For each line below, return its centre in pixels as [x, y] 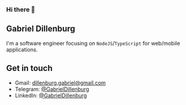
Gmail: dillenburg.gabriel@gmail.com [60, 82]
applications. [22, 50]
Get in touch [29, 68]
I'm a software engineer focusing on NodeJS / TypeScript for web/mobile [93, 43]
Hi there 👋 [21, 10]
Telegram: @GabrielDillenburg [52, 89]
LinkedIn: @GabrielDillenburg [51, 95]
